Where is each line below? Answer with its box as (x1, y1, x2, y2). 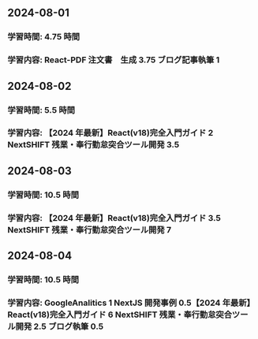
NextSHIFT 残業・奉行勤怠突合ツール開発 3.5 (7, 140, 180, 151)
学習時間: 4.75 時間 (7, 32, 80, 43)
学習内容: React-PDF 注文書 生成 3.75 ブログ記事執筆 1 (7, 54, 220, 65)
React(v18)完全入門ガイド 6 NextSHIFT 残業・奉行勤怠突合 (7, 309, 233, 320)
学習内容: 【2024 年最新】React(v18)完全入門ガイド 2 (7, 128, 214, 139)
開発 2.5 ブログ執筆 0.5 (15, 321, 104, 332)
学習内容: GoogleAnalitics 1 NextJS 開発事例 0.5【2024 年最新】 (7, 297, 256, 308)
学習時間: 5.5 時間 (7, 104, 76, 115)
